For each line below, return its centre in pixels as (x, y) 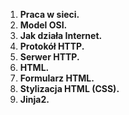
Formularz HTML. (57, 78)
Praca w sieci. (49, 14)
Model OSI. (43, 25)
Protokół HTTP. (52, 46)
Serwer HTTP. (49, 57)
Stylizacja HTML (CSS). (69, 88)
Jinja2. (34, 99)
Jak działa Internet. (61, 35)
